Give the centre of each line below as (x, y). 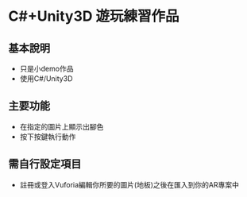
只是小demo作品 (46, 69)
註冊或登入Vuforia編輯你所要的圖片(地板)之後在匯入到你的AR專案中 (129, 184)
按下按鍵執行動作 (48, 137)
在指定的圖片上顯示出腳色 (62, 126)
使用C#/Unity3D (46, 79)
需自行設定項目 (45, 164)
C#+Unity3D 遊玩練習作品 (94, 16)
